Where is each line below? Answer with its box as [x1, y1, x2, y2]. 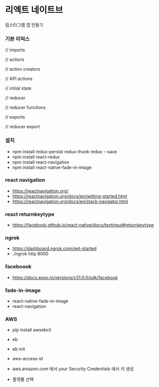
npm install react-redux [12, 154, 60, 160]
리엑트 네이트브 [5, 4, 63, 16]
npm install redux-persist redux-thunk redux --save [12, 148, 117, 154]
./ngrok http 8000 [12, 251, 48, 257]
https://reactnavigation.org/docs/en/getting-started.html [12, 193, 127, 199]
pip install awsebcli [12, 327, 51, 333]
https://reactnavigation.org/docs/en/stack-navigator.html [12, 198, 128, 204]
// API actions [5, 76, 33, 82]
